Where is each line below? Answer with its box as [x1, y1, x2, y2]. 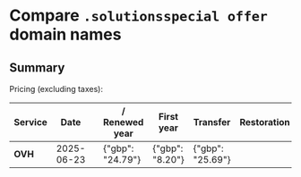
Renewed [102, 116, 144, 128]
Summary [9, 60, 65, 75]
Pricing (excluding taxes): [9, 84, 104, 94]
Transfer [193, 116, 231, 128]
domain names [9, 24, 122, 45]
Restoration [239, 116, 291, 128]
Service [13, 116, 47, 128]
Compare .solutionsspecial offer [9, 5, 269, 26]
